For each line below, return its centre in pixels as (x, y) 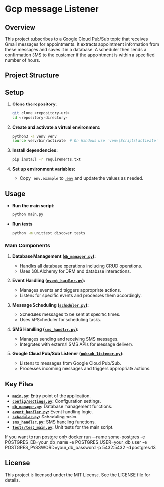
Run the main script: (33, 206)
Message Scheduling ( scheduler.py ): (50, 305)
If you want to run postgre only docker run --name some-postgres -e (75, 437)
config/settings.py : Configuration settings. (57, 401)
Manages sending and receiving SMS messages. (69, 339)
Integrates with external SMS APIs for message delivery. (77, 344)
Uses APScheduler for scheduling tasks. (61, 320)
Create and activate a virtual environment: (56, 127)
